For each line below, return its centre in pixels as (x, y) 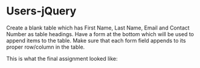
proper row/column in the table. (46, 47)
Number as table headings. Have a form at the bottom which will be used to (100, 34)
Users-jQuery (41, 11)
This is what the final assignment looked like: (62, 58)
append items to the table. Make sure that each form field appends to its (96, 40)
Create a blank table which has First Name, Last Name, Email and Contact (98, 28)
